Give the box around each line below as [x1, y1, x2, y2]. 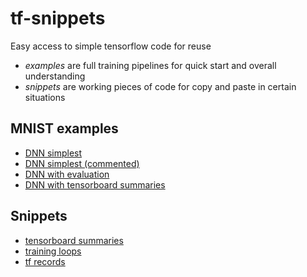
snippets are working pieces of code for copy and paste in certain [24, 80, 297, 92]
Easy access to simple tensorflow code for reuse [10, 40, 212, 52]
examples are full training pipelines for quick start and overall [24, 59, 277, 71]
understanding [24, 70, 86, 82]
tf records [24, 255, 66, 267]
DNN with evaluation [24, 168, 110, 180]
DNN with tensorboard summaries [24, 178, 166, 191]
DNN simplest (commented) [24, 157, 140, 169]
